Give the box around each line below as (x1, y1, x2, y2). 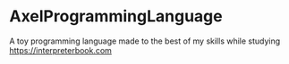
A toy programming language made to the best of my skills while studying (9, 36, 281, 46)
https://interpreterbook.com (9, 44, 112, 55)
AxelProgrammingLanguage (9, 6, 223, 27)
